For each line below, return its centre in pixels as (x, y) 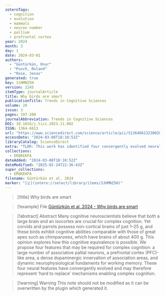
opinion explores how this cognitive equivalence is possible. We (82, 242)
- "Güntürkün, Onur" (30, 64)
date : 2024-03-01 (23, 55)
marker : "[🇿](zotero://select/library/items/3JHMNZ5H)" (64, 183)
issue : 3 (14, 110)
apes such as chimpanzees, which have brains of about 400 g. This (85, 237)
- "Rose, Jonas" (26, 74)
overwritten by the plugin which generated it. (62, 288)
